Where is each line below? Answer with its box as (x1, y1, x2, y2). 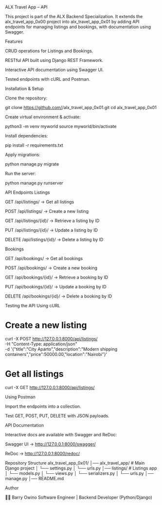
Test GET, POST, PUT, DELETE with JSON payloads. (5, 412, 109, 418)
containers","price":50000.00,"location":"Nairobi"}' (5, 351, 108, 357)
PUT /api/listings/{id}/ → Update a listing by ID (5, 227, 98, 233)
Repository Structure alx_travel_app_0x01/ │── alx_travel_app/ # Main (5, 460, 145, 466)
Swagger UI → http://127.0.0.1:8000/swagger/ (5, 441, 96, 447)
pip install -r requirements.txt (5, 142, 63, 148)
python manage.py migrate (5, 161, 59, 167)
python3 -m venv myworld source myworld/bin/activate (5, 124, 117, 129)
